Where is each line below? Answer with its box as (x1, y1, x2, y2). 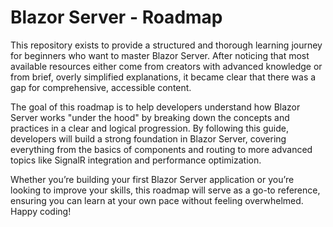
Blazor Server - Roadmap (10, 6, 223, 29)
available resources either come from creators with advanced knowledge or (10, 60, 323, 72)
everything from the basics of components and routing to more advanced (10, 143, 313, 155)
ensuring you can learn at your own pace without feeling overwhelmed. (10, 194, 304, 206)
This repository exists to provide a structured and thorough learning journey (10, 39, 323, 51)
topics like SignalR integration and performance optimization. (10, 154, 262, 166)
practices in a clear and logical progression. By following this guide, (10, 122, 289, 134)
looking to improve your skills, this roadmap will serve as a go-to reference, (10, 184, 321, 196)
